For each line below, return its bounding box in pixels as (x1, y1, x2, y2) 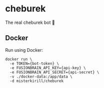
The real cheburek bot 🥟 (5, 19, 55, 25)
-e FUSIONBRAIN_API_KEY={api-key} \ (9, 65, 86, 70)
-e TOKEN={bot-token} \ (9, 61, 59, 66)
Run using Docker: (5, 47, 43, 53)
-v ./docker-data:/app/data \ (9, 74, 72, 79)
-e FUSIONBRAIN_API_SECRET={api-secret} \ (9, 70, 99, 75)
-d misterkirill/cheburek (9, 78, 64, 84)
